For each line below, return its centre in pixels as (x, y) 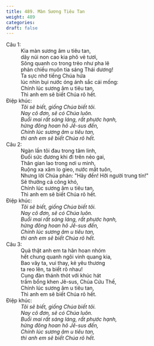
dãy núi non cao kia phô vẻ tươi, (59, 57)
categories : (20, 22)
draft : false (22, 28)
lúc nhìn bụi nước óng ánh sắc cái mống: (70, 82)
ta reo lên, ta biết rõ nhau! (52, 269)
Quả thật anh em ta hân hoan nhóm (63, 251)
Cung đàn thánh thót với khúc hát (61, 276)
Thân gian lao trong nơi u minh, (58, 163)
